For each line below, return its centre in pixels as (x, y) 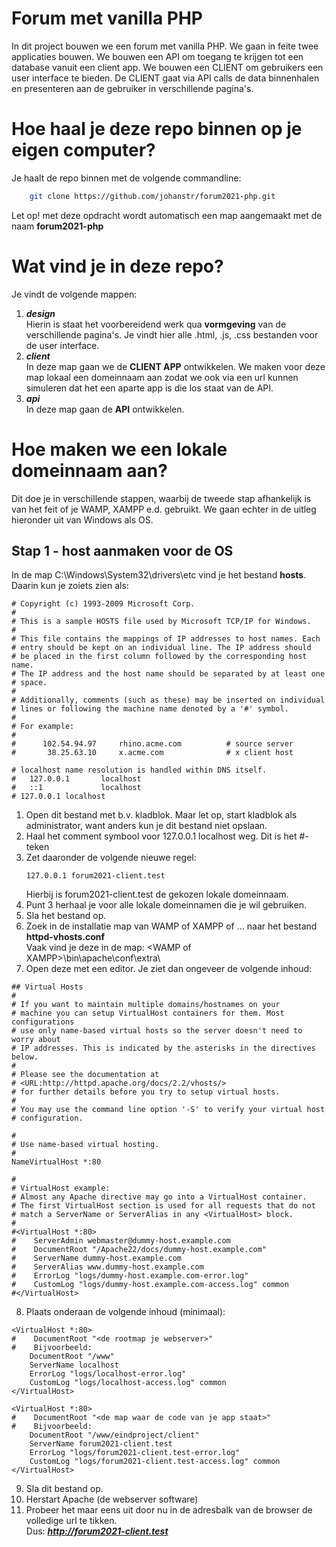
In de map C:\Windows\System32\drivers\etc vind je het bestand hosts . (159, 575)
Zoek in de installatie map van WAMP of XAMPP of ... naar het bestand (171, 926)
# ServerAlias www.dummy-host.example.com (107, 1267)
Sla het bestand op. (66, 916)
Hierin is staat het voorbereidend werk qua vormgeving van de (156, 324)
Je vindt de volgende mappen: (74, 294)
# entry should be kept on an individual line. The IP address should (161, 648)
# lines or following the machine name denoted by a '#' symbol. (150, 709)
